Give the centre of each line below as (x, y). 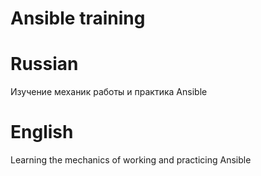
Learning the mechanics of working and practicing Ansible (131, 160)
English (42, 132)
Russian (44, 64)
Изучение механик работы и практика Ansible (109, 92)
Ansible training (78, 18)
